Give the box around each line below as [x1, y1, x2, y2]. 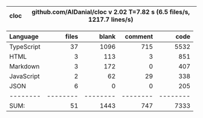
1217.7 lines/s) [88, 15, 134, 24]
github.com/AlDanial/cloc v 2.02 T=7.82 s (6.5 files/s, [31, 8, 190, 16]
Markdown [9, 62, 40, 70]
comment [124, 33, 153, 41]
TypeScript [9, 42, 40, 51]
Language [9, 33, 39, 41]
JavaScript [9, 72, 40, 80]
